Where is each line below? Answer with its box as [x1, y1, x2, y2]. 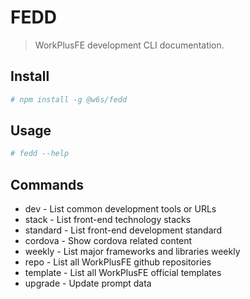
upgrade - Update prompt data [24, 277, 152, 290]
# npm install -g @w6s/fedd [10, 94, 128, 105]
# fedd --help [10, 149, 70, 159]
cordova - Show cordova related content [24, 235, 193, 247]
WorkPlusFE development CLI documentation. [34, 39, 225, 51]
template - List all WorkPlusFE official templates [24, 267, 222, 279]
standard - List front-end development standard [24, 224, 223, 236]
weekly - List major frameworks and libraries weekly [24, 246, 241, 258]
